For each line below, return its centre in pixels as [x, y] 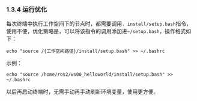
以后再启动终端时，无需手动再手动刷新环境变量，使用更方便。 [83, 92]
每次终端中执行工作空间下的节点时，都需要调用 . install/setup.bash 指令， [99, 24]
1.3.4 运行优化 [27, 9]
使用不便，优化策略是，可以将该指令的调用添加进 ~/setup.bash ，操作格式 [96, 31]
